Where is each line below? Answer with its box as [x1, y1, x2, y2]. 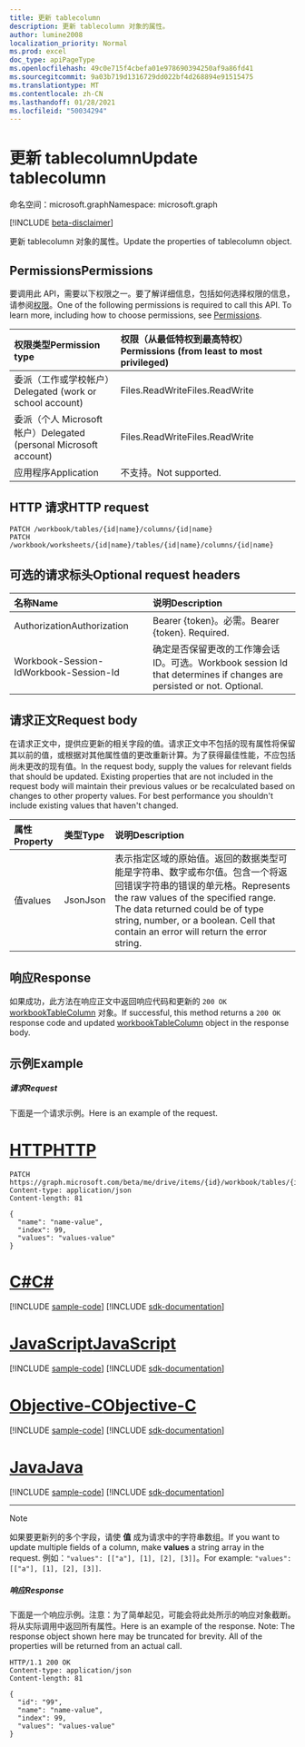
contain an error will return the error [114, 925, 268, 938]
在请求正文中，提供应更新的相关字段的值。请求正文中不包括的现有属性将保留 [9, 738, 296, 749]
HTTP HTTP [9, 1140, 97, 1160]
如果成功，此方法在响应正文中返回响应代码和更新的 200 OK [9, 996, 227, 1007]
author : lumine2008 [9, 30, 84, 39]
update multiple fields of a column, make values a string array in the [9, 1542, 265, 1553]
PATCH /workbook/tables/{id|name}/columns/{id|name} [9, 524, 213, 534]
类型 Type [64, 829, 105, 842]
